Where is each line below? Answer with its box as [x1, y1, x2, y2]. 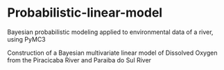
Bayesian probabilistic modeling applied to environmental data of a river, [7, 28, 214, 36]
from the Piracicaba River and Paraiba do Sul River [7, 55, 151, 64]
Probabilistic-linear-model [7, 5, 163, 21]
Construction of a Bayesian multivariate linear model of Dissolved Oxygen [7, 49, 218, 57]
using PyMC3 [7, 35, 46, 43]
